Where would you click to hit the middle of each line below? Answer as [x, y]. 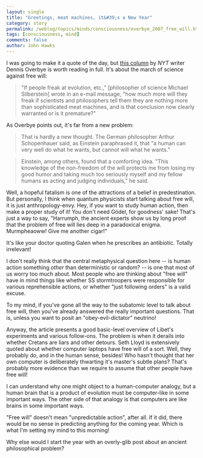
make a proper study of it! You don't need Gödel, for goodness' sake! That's [101, 211]
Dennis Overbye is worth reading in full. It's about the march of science [95, 69]
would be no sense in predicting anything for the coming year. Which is [95, 423]
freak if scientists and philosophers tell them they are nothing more [105, 100]
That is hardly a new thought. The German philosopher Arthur [98, 136]
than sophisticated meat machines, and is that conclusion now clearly [108, 107]
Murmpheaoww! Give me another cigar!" [57, 231]
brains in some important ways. [45, 405]
